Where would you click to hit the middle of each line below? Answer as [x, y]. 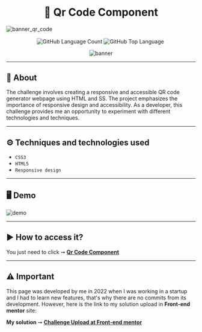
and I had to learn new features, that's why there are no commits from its [96, 298]
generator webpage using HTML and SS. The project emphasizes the [92, 98]
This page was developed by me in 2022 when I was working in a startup [97, 291]
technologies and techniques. [43, 118]
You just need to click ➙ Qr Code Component [63, 252]
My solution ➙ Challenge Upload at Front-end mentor [74, 322]
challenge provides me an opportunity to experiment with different [88, 112]
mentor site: [22, 310]
